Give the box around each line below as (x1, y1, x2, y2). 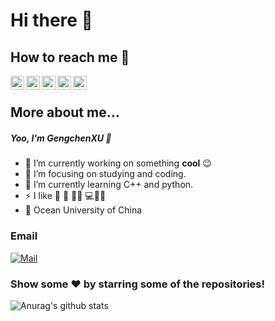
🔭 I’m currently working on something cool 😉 (24, 157, 212, 169)
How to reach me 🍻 (10, 49, 130, 66)
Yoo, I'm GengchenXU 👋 (10, 132, 112, 144)
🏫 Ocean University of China (24, 204, 143, 216)
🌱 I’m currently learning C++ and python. (24, 179, 194, 191)
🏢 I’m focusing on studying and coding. (24, 168, 187, 180)
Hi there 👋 (10, 9, 93, 32)
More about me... (10, 104, 120, 121)
